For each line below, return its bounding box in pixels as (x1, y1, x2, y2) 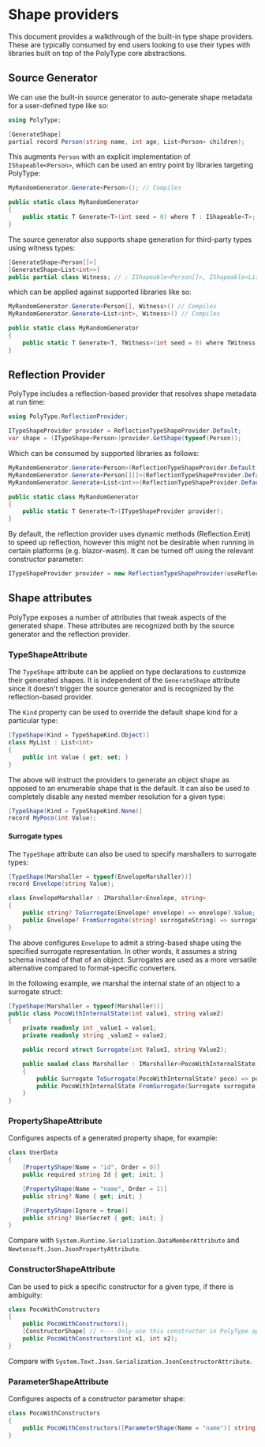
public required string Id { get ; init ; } (22, 1171, 164, 1179)
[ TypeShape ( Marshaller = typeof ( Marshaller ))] (8, 1002, 164, 1010)
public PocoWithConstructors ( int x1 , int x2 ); (22, 1335, 178, 1343)
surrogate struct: (8, 986, 63, 997)
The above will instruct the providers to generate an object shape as (8, 774, 230, 784)
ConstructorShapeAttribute (8, 1264, 116, 1275)
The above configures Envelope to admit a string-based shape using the (8, 938, 242, 948)
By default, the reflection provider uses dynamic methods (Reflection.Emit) (8, 529, 251, 539)
